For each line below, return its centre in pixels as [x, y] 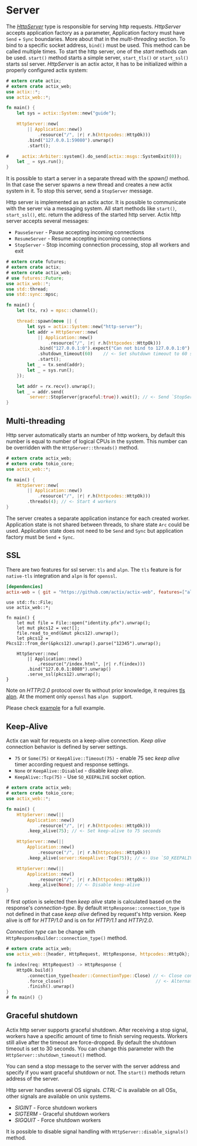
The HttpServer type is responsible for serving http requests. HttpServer [94, 26]
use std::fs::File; [30, 603]
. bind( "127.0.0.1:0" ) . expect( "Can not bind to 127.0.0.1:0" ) [114, 349]
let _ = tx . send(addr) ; [56, 365]
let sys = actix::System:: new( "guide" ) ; [67, 113]
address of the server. [33, 1079]
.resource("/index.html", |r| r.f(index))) [91, 664]
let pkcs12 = [33, 638]
